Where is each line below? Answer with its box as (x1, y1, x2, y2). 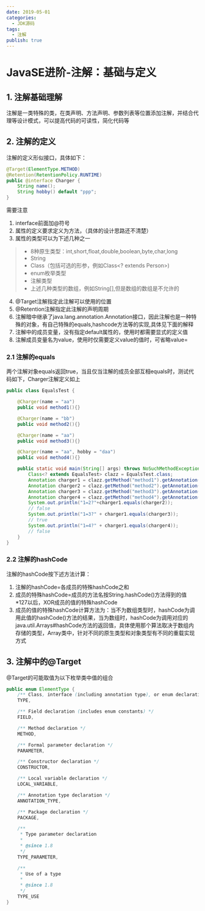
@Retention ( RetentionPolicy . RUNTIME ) (6, 172, 103, 178)
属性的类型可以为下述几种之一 (15, 235, 90, 242)
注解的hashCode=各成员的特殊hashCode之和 (15, 583, 129, 590)
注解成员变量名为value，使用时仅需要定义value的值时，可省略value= (15, 336, 188, 343)
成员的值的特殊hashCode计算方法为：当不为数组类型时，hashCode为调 (15, 606, 195, 614)
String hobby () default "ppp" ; (17, 189, 97, 195)
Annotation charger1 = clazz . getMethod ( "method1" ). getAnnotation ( (28, 477, 201, 483)
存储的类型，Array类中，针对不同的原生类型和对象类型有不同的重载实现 (15, 629, 195, 636)
